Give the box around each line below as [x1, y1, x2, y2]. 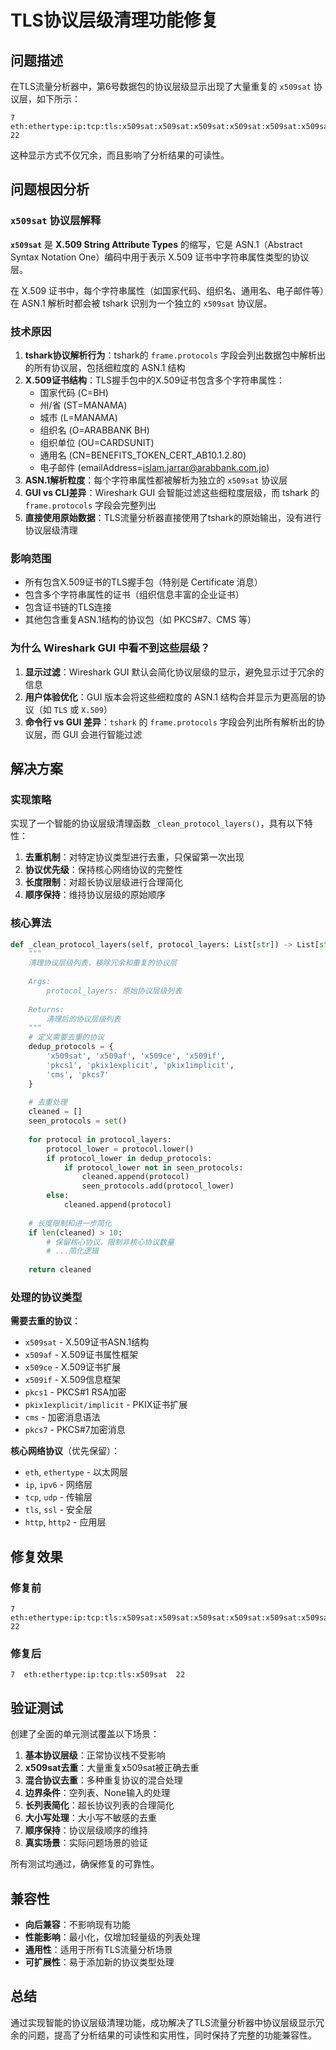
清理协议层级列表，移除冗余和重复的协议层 [28, 958, 178, 968]
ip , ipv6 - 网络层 [24, 1479, 93, 1491]
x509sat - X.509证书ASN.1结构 [24, 1336, 150, 1348]
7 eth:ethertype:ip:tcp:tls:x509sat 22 [10, 1670, 186, 1680]
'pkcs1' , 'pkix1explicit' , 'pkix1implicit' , [46, 1060, 235, 1070]
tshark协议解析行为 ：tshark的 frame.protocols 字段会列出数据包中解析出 [24, 349, 326, 361]
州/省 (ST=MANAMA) [39, 399, 128, 411]
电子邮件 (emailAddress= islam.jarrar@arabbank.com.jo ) [39, 461, 270, 473]
